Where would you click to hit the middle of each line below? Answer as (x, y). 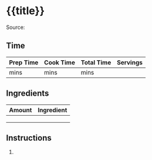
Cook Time (59, 62)
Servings (130, 62)
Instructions (29, 138)
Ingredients (28, 94)
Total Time (96, 62)
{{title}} (26, 11)
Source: (16, 27)
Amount (21, 110)
